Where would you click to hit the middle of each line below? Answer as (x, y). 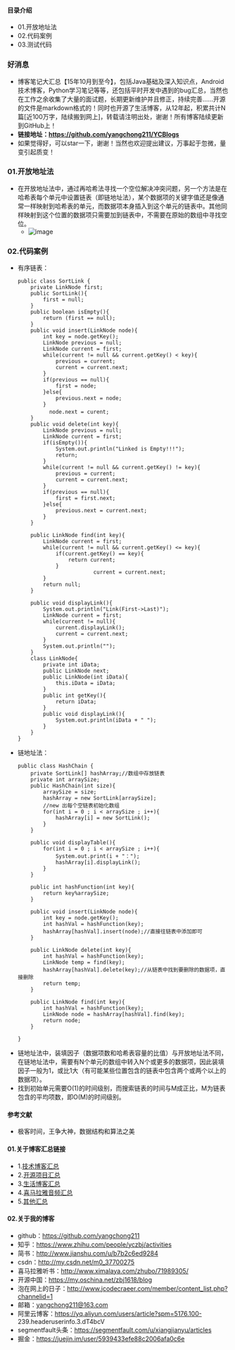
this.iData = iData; (85, 683)
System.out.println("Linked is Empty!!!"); (120, 449)
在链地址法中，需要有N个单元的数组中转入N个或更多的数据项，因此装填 (121, 1062)
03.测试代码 (34, 44)
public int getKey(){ (75, 696)
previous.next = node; (89, 398)
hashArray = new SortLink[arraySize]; (100, 798)
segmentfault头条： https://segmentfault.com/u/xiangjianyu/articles (115, 1330)
